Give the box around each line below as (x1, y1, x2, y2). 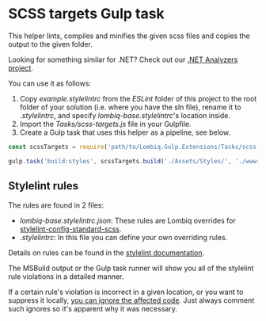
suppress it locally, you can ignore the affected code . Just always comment (8, 295, 255, 305)
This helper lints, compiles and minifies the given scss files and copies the (8, 31, 251, 40)
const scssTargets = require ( (8, 143, 108, 151)
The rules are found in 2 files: (8, 200, 104, 210)
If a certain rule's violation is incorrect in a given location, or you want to (8, 287, 244, 296)
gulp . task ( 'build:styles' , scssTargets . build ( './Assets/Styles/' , (8, 157, 232, 165)
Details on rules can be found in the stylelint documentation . (8, 247, 205, 258)
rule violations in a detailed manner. (8, 271, 124, 281)
